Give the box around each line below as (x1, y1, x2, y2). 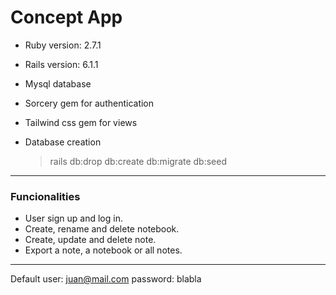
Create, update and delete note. (24, 234, 157, 246)
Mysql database (24, 77, 92, 90)
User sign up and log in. (24, 212, 123, 225)
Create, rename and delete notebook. (24, 223, 180, 235)
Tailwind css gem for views (24, 116, 138, 128)
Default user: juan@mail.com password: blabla (10, 273, 202, 285)
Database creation (24, 136, 102, 148)
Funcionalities (10, 189, 81, 203)
